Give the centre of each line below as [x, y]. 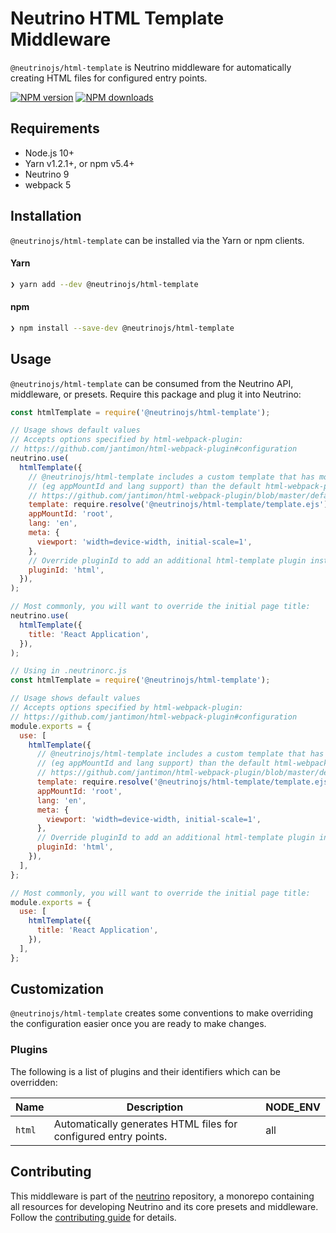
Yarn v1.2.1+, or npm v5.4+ [79, 163]
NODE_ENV [293, 1107]
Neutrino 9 [47, 174]
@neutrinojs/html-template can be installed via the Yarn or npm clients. [157, 240]
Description [155, 1107]
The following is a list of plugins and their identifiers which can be [145, 1071]
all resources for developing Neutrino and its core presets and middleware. [164, 1206]
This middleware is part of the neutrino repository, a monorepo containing [162, 1196]
